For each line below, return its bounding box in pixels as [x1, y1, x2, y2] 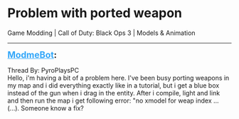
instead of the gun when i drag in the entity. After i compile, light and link [7, 88, 221, 97]
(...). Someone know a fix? [7, 103, 84, 112]
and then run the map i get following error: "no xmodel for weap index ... [7, 96, 219, 105]
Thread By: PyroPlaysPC [7, 66, 80, 74]
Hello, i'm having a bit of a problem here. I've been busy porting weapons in [7, 73, 230, 82]
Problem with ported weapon [7, 5, 183, 21]
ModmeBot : [7, 48, 57, 61]
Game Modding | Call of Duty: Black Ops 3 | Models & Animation [7, 29, 196, 37]
